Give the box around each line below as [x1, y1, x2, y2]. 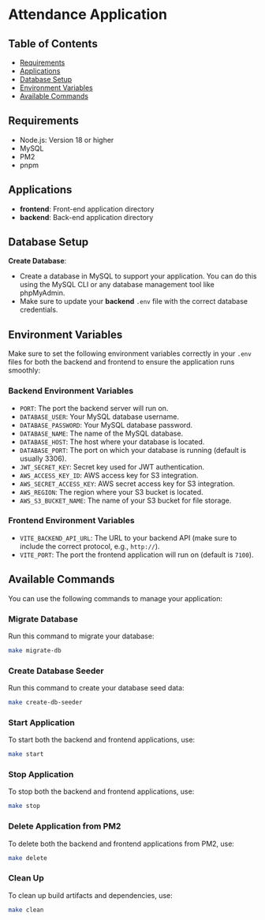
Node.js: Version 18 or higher [19, 135, 114, 144]
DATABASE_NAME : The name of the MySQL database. [19, 428, 184, 438]
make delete [8, 854, 47, 862]
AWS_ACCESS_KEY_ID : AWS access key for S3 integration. [19, 470, 199, 480]
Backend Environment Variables [8, 385, 134, 396]
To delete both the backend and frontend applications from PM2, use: [8, 839, 235, 848]
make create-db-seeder [8, 698, 83, 707]
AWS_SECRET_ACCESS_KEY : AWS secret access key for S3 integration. [19, 479, 235, 488]
